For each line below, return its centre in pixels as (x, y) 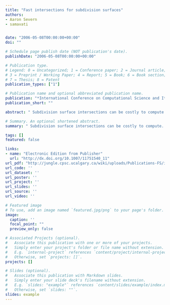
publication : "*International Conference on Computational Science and (82, 98)
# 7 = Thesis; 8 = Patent (32, 80)
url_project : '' (22, 182)
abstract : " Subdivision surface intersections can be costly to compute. (86, 112)
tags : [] (14, 135)
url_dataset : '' (22, 173)
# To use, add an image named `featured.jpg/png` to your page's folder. (85, 210)
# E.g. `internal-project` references (49, 252)
